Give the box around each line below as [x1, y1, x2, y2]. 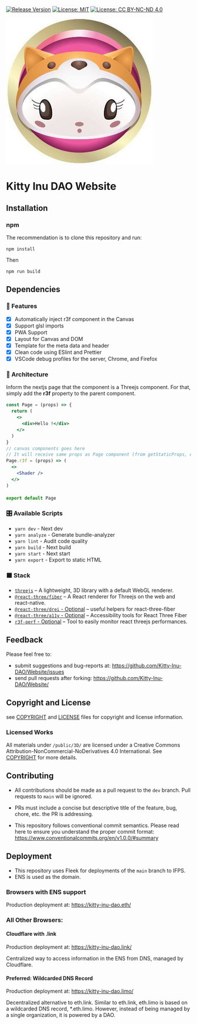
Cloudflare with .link [6, 931, 57, 938]
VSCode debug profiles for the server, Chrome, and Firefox [14, 356, 158, 363]
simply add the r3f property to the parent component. [6, 390, 136, 397]
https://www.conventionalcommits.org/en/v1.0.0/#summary [14, 834, 159, 841]
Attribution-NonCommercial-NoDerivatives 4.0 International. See [6, 748, 162, 755]
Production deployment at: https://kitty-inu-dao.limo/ [6, 988, 134, 995]
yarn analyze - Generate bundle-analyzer [14, 531, 116, 538]
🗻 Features [6, 302, 38, 310]
